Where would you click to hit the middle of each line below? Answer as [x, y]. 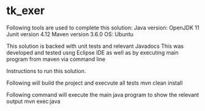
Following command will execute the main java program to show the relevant [103, 94]
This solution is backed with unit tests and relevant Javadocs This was [95, 46]
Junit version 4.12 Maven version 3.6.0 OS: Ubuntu [70, 34]
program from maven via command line [56, 59]
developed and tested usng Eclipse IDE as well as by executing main [92, 52]
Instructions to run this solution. [46, 71]
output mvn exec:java [33, 101]
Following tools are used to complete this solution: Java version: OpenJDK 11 [103, 28]
